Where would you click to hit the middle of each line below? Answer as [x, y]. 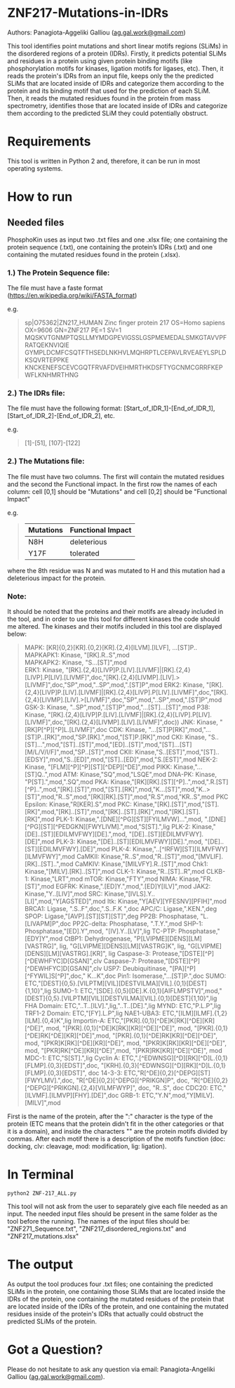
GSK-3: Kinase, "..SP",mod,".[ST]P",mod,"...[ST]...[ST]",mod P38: [117, 707]
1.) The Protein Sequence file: [59, 273]
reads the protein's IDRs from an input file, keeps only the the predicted [110, 76]
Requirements [49, 142]
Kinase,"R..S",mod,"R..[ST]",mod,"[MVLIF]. [162, 857]
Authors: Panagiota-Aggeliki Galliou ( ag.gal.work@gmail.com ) [96, 32]
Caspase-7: [120, 961]
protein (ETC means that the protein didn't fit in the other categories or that [116, 1124]
